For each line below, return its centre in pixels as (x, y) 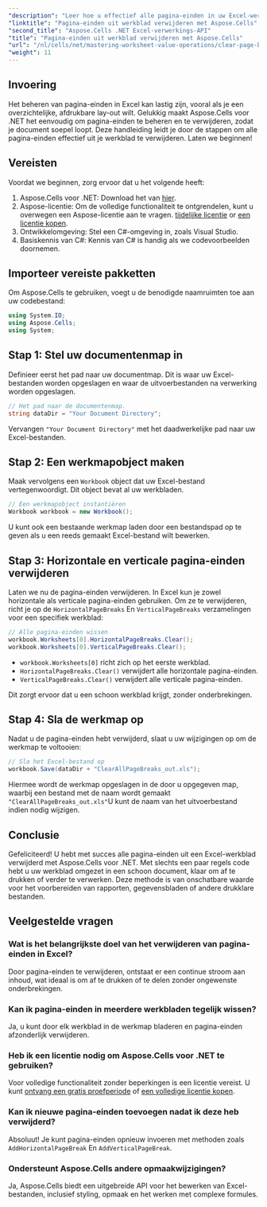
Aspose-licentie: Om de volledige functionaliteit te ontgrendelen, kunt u (137, 206)
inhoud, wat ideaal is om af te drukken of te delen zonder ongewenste (123, 980)
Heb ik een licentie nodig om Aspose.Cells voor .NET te (116, 1055)
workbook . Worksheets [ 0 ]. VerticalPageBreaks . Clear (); (97, 647)
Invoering (33, 85)
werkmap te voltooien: (45, 747)
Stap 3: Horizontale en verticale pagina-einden (127, 560)
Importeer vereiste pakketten (82, 274)
